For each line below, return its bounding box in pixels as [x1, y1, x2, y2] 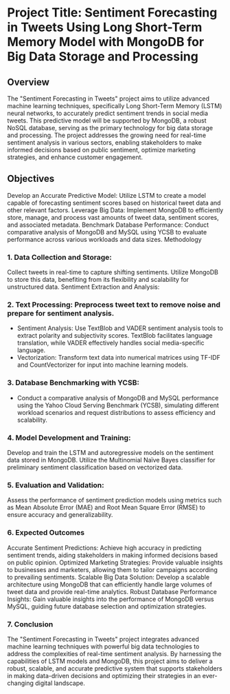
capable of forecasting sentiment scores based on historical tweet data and [7, 198, 221, 207]
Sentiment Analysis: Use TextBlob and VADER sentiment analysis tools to [16, 324, 224, 332]
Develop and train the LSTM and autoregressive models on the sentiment [7, 449, 214, 456]
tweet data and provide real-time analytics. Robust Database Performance [7, 587, 218, 595]
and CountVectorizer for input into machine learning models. [16, 360, 189, 369]
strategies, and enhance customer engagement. [7, 153, 143, 161]
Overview [7, 76, 50, 88]
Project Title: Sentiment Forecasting [7, 5, 218, 21]
